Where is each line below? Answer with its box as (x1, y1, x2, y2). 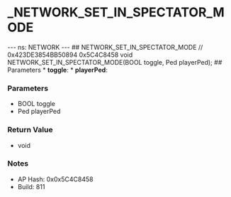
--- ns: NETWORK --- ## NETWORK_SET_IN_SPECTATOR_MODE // (7, 43, 203, 51)
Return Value (7, 125, 53, 135)
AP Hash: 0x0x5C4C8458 (17, 175, 94, 183)
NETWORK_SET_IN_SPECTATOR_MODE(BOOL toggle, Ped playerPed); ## (7, 58, 222, 66)
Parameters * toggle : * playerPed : (7, 65, 108, 74)
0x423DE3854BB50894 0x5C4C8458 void (7, 50, 133, 59)
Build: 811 (17, 182, 45, 191)
